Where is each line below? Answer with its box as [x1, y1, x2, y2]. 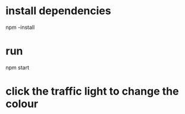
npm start [5, 64, 30, 71]
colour [5, 97, 39, 110]
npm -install [5, 24, 35, 31]
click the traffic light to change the [5, 84, 179, 98]
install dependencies [5, 4, 111, 18]
